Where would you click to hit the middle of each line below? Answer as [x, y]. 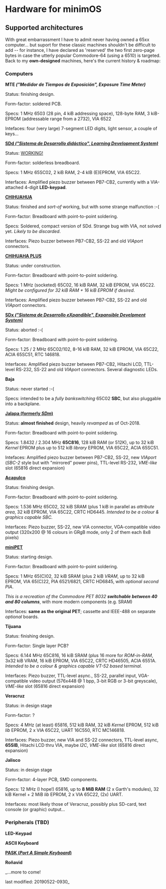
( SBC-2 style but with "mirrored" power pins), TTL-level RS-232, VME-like [81, 463]
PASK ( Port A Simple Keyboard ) [39, 853]
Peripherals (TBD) [27, 823]
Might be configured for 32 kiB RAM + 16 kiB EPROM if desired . [70, 290]
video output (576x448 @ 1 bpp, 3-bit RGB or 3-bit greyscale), [93, 681]
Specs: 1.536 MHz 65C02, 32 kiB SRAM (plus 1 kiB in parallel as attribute [80, 507]
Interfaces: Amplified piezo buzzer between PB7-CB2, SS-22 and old [76, 300]
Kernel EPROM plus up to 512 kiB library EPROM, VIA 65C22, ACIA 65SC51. [82, 448]
